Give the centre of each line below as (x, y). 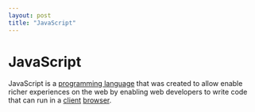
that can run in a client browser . (60, 100)
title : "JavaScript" (42, 23)
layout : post (30, 15)
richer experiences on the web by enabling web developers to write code (128, 92)
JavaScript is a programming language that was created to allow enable (126, 84)
